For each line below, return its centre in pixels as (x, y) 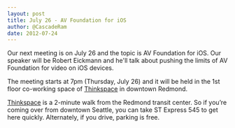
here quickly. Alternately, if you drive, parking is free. (83, 118)
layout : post (26, 14)
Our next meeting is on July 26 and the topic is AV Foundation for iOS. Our (114, 53)
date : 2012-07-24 (33, 33)
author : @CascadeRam (37, 27)
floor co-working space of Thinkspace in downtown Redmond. (98, 89)
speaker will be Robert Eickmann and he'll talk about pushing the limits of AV (117, 61)
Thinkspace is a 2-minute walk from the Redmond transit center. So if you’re (117, 103)
